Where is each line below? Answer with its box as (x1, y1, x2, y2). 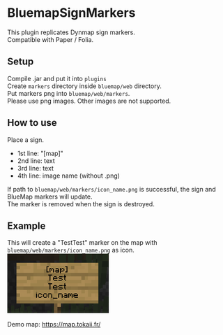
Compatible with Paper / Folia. (7, 35, 94, 43)
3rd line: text (17, 164, 54, 172)
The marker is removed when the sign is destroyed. (7, 199, 155, 208)
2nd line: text (17, 156, 56, 165)
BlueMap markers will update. (7, 192, 93, 201)
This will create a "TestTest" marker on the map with (7, 238, 158, 247)
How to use (7, 117, 57, 129)
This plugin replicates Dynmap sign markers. (7, 28, 136, 36)
